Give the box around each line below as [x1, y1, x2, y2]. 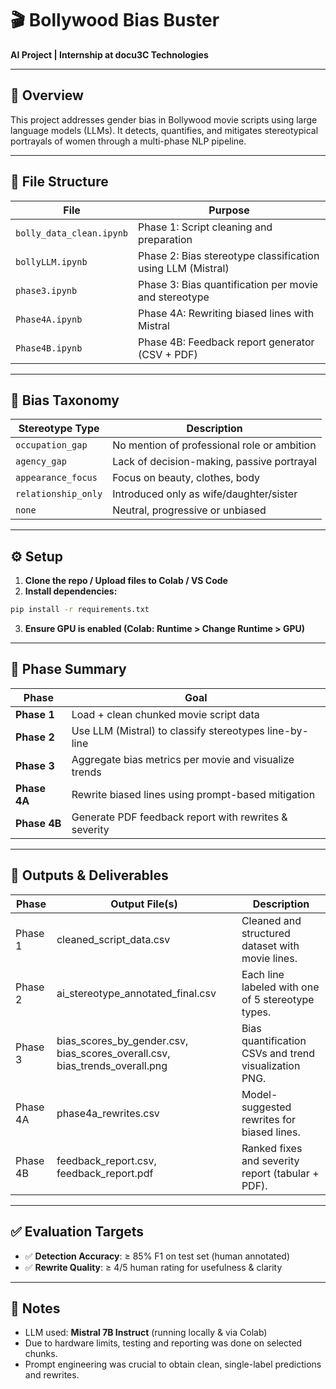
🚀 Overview [10, 87, 84, 104]
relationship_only [15, 488, 103, 500]
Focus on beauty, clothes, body [112, 471, 261, 485]
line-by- [267, 723, 309, 737]
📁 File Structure [10, 173, 109, 191]
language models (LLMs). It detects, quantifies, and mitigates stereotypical [10, 124, 319, 136]
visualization [241, 1058, 301, 1072]
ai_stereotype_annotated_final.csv [56, 986, 217, 1000]
